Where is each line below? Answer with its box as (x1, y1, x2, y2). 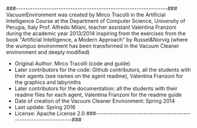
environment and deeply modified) (6, 49, 90, 55)
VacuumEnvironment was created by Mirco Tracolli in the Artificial (6, 11, 166, 18)
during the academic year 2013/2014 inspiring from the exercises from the (6, 30, 186, 37)
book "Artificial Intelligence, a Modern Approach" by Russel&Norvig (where (6, 36, 188, 43)
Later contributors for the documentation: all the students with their (14, 85, 178, 92)
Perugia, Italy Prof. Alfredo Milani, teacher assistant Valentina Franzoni (6, 23, 176, 31)
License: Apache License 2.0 (14, 110, 85, 117)
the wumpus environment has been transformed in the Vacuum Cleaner (6, 42, 179, 49)
